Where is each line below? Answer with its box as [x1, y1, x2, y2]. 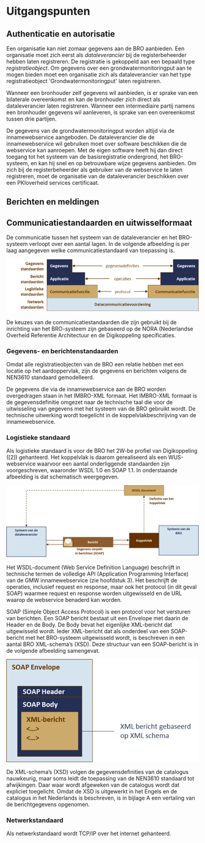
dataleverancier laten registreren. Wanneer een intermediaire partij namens [6, 102, 195, 110]
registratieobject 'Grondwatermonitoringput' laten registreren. [6, 78, 162, 84]
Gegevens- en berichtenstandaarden [6, 347, 119, 355]
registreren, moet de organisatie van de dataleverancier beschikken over [6, 173, 189, 180]
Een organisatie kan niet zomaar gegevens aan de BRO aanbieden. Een [6, 45, 185, 52]
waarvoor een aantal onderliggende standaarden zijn [37, 460, 170, 467]
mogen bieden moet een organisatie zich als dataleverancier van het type [6, 71, 191, 78]
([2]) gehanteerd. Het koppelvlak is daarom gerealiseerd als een [6, 454, 167, 461]
